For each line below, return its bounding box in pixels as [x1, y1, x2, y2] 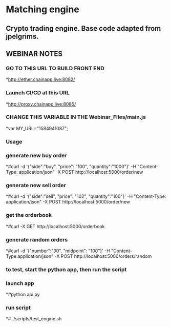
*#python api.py [6, 291, 40, 298]
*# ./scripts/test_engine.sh [6, 316, 62, 322]
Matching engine [6, 4, 80, 15]
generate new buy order [6, 152, 67, 159]
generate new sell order [6, 182, 66, 189]
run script [6, 304, 31, 311]
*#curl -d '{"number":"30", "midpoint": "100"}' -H [6, 248, 111, 254]
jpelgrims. [6, 32, 39, 40]
